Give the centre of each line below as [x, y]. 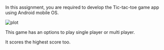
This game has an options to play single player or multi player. [70, 32]
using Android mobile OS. [32, 13]
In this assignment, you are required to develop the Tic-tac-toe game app [82, 7]
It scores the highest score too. [38, 42]
